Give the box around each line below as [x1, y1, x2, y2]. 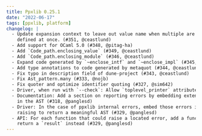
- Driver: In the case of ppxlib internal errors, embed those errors [11, 104, 192, 110]
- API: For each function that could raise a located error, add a [11, 115, 185, 121]
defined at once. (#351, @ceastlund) [17, 37, 112, 43]
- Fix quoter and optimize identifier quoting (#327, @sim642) [11, 82, 173, 88]
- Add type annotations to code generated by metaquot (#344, [11, 64, 171, 71]
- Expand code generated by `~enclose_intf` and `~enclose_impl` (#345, [11, 59, 198, 65]
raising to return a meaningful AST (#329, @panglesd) [17, 110, 158, 116]
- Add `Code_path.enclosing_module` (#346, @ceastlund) [11, 54, 155, 60]
